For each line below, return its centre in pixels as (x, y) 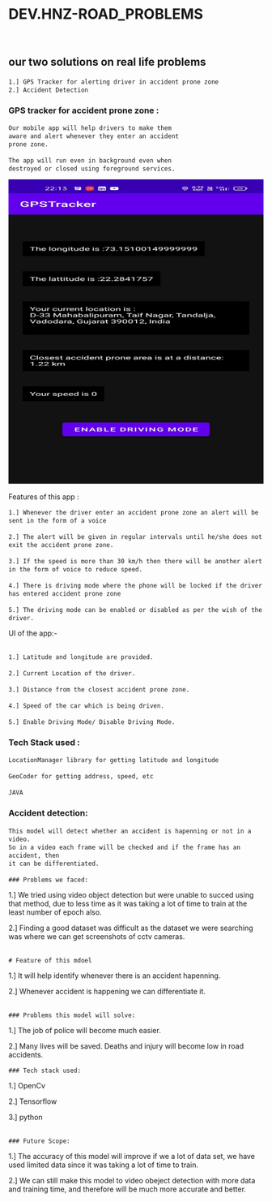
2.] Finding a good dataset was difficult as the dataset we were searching (131, 928)
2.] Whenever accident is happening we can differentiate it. (107, 991)
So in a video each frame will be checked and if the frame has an (125, 847)
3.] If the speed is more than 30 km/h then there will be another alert (136, 562)
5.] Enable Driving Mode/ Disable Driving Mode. (92, 722)
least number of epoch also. (55, 912)
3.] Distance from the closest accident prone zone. (99, 690)
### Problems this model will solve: (72, 1015)
